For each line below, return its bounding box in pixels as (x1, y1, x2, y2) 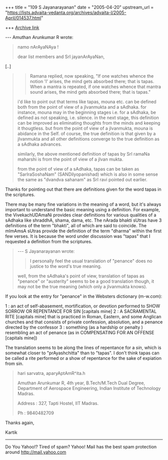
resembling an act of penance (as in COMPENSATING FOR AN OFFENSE (5, 330, 154, 335)
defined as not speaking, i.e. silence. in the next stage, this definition (17, 115, 159, 121)
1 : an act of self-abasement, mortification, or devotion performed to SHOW (5, 303, 160, 309)
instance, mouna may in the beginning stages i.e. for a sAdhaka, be (17, 110, 156, 115)
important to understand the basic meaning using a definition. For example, (5, 207, 160, 212)
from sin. (5, 360, 23, 366)
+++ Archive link (5, 25, 39, 31)
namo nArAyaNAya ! (17, 44, 59, 50)
